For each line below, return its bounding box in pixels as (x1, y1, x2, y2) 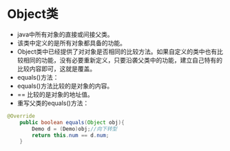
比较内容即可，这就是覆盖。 (17, 65, 96, 73)
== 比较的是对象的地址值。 (17, 90, 94, 98)
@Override (7, 113, 36, 119)
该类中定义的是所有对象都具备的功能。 (17, 38, 126, 47)
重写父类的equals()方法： (17, 99, 90, 107)
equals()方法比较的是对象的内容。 (17, 82, 114, 90)
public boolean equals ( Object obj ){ (19, 119, 125, 126)
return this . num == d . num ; (32, 132, 109, 139)
